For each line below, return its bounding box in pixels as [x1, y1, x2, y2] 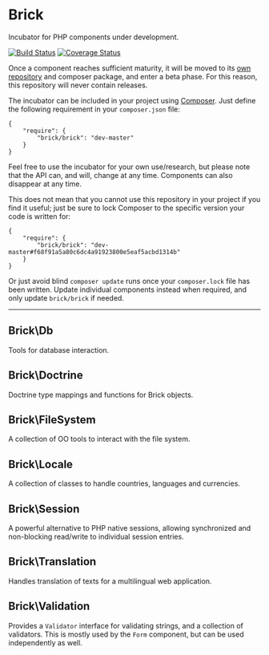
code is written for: [8, 211, 70, 221]
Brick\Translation [8, 555, 97, 568]
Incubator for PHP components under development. [8, 32, 179, 42]
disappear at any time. [8, 179, 82, 188]
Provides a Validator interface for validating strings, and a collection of [8, 621, 244, 630]
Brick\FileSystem [8, 413, 96, 427]
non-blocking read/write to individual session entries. [8, 532, 184, 541]
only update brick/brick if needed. [8, 293, 124, 302]
